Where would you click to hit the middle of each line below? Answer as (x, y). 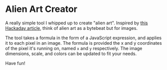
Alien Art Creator (41, 9)
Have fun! (15, 63)
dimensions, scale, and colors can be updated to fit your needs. (71, 54)
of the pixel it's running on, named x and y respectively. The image (74, 48)
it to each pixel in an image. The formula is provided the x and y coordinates (83, 43)
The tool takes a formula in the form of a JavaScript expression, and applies (83, 38)
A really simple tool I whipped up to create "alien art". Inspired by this (76, 23)
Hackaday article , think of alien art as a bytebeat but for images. (71, 28)
